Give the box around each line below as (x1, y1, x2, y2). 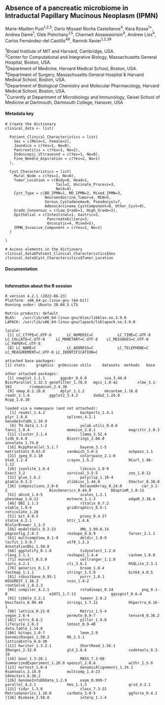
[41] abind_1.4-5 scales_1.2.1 (7, 492, 107, 497)
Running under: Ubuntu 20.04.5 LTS (5, 302, 78, 307)
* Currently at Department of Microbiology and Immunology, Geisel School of (5, 93, 160, 100)
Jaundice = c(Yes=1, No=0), (14, 143, 71, 148)
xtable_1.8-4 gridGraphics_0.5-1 (5, 505, 107, 510)
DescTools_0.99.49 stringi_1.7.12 (5, 600, 98, 605)
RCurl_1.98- (128, 458, 153, 463)
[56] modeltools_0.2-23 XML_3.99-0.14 (7, 527, 109, 532)
